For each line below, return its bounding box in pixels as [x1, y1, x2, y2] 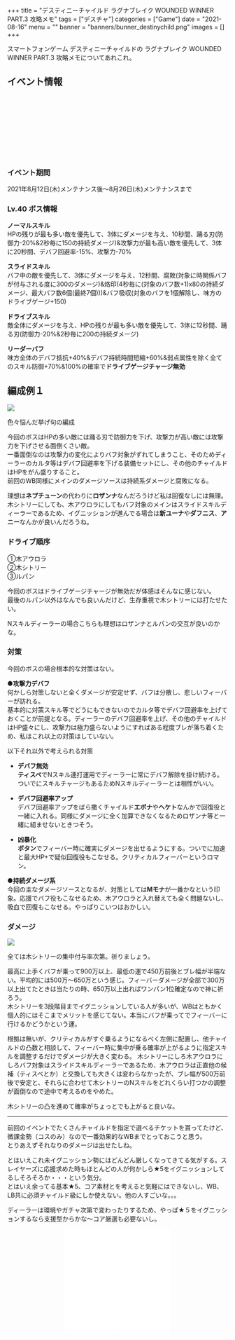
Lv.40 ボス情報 [7, 204, 58, 214]
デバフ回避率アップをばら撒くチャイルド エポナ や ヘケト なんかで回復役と [17, 802, 226, 811]
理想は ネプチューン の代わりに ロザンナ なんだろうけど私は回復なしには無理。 [7, 491, 227, 500]
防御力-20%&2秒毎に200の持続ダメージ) [22, 330, 139, 339]
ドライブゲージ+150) [7, 297, 66, 306]
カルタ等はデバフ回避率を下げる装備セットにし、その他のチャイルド [31, 459, 228, 467]
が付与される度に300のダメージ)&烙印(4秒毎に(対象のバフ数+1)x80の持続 [7, 280, 219, 289]
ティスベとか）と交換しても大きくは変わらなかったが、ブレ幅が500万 [19, 1069, 220, 1078]
